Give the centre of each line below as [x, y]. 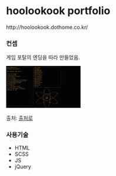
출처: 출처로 [20, 118]
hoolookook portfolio [58, 11]
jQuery [23, 167]
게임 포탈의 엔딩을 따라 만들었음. [43, 58]
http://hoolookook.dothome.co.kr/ [47, 27]
